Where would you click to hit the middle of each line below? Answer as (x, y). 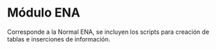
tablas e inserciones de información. (59, 39)
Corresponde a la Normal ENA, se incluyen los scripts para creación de (108, 32)
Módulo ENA (44, 13)
